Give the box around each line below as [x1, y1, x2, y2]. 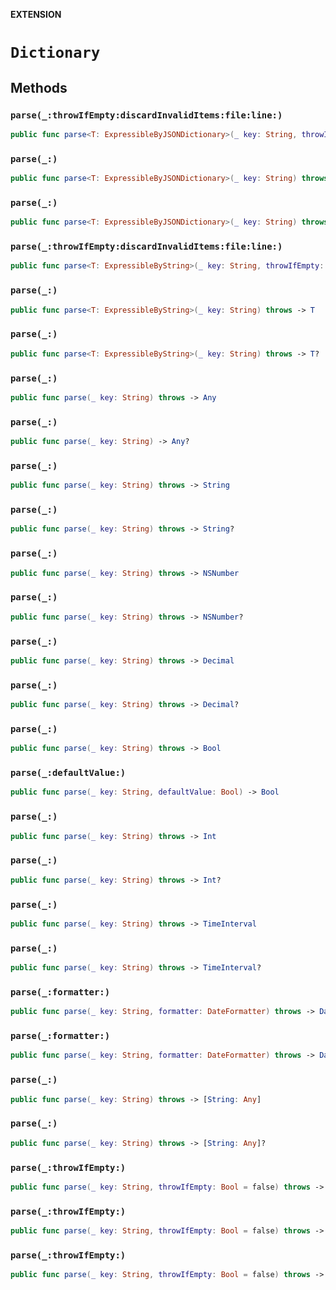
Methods [10, 79, 68, 96]
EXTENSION [10, 9, 62, 20]
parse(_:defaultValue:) [10, 767, 127, 779]
